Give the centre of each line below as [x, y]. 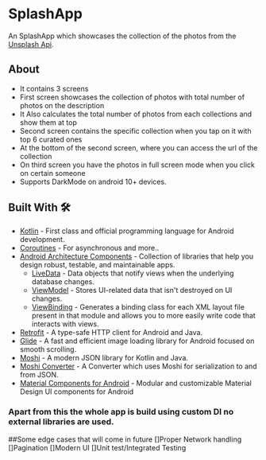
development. [42, 239]
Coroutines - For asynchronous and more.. [89, 248]
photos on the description [62, 105]
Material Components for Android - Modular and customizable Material [135, 383]
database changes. [63, 281]
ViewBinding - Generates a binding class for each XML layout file [138, 306]
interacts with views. [65, 324]
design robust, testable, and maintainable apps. [97, 264]
